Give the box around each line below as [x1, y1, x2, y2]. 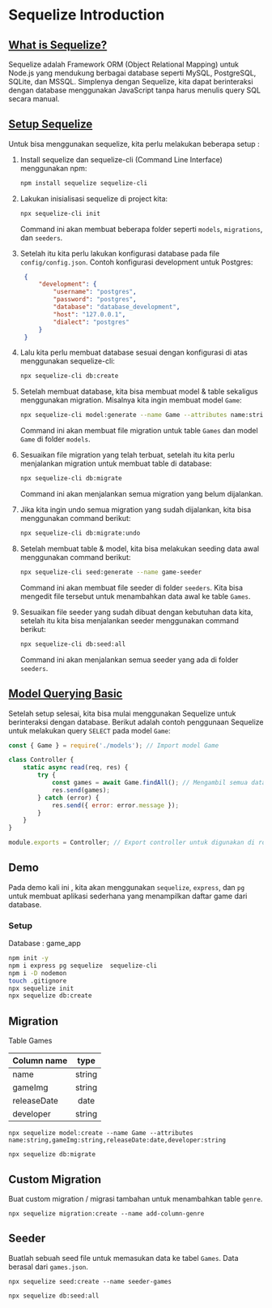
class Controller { [8, 756, 74, 764]
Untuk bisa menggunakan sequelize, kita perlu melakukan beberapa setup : [8, 139, 261, 148]
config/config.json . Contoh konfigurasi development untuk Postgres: [19, 257, 253, 267]
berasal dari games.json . [8, 1262, 89, 1271]
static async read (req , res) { [23, 764, 129, 772]
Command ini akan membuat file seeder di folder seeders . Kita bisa [19, 583, 244, 592]
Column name [12, 1055, 68, 1066]
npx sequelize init [8, 984, 74, 992]
